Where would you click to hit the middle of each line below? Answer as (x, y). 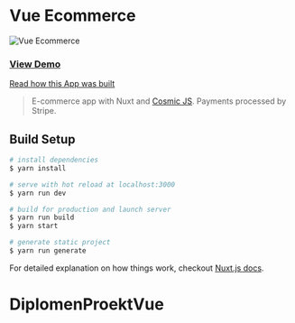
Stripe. (44, 111)
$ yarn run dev (38, 193)
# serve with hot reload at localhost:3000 (92, 185)
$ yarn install (38, 168)
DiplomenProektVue (87, 305)
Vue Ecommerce (73, 16)
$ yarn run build (42, 217)
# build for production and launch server (90, 209)
